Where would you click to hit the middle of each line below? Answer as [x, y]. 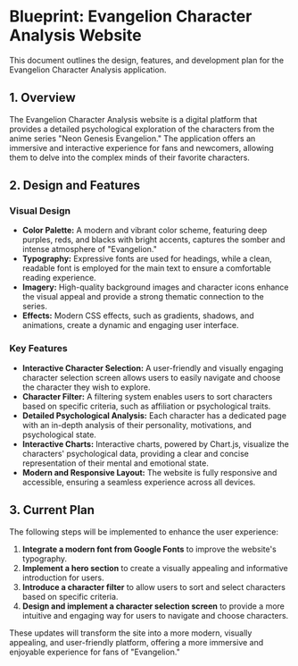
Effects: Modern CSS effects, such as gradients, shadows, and [138, 316]
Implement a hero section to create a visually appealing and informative [155, 568]
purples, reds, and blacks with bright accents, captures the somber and [153, 240]
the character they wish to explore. [86, 387]
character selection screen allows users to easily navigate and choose [151, 377]
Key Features [39, 349]
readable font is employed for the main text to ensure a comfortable [146, 268]
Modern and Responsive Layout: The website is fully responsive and [149, 472]
